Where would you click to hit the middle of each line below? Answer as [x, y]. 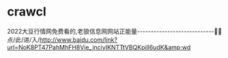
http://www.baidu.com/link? [79, 39]
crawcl [27, 12]
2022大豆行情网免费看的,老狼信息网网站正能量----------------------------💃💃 [115, 31]
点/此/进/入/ [24, 39]
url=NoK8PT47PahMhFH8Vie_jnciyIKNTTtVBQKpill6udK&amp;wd [99, 47]
